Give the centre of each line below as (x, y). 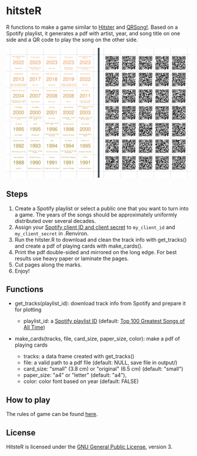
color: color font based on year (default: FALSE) (81, 381)
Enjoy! (22, 271)
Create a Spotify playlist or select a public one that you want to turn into (102, 208)
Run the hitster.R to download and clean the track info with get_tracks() (101, 239)
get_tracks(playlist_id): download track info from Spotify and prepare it (100, 304)
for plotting (28, 309)
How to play (28, 400)
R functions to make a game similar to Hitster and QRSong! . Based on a (92, 27)
